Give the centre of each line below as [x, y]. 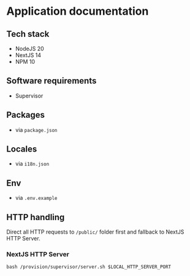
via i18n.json [32, 164]
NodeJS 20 [29, 48]
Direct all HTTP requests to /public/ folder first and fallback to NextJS [95, 232]
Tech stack [28, 34]
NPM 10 [25, 62]
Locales [22, 149]
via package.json [36, 129]
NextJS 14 [28, 55]
